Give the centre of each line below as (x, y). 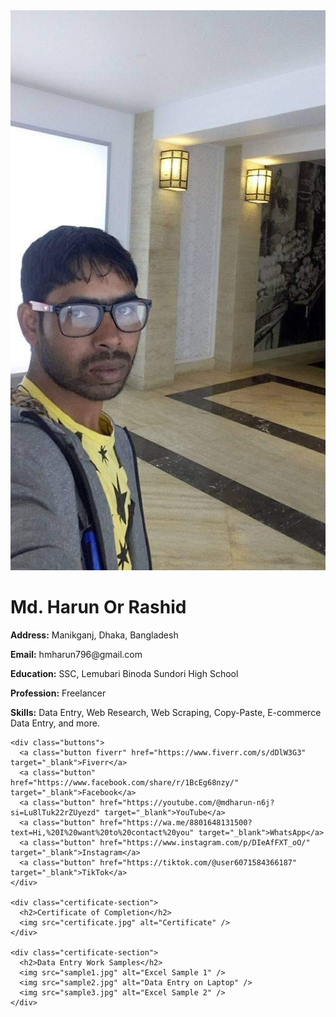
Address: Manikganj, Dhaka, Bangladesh (94, 635)
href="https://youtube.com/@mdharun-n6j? (187, 802)
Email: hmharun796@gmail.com (76, 654)
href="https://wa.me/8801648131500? (176, 822)
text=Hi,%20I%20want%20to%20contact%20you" (102, 832)
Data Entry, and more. (55, 723)
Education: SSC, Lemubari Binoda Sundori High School (124, 673)
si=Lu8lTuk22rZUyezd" (55, 812)
